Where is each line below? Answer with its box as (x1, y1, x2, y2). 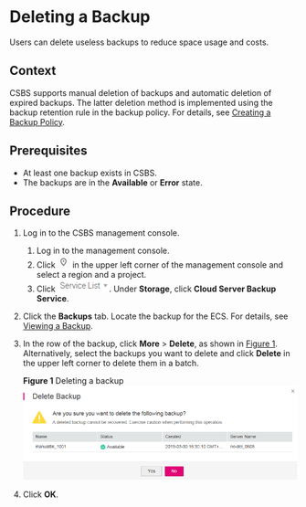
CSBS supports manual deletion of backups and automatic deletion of (9, 87, 272, 98)
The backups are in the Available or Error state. (22, 176, 203, 188)
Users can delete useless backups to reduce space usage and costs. (9, 37, 269, 48)
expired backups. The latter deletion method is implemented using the (9, 97, 273, 108)
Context (9, 63, 57, 79)
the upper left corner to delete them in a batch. (22, 358, 199, 369)
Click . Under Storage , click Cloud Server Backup (36, 283, 277, 294)
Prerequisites (9, 143, 88, 159)
